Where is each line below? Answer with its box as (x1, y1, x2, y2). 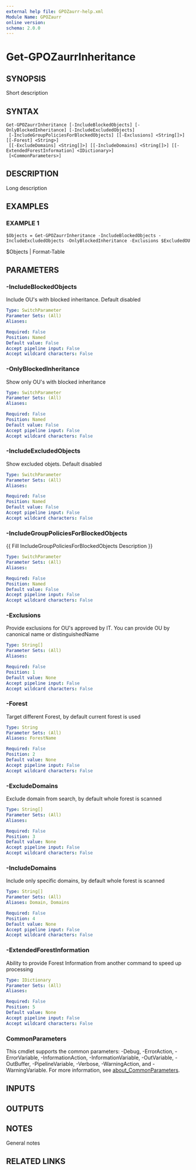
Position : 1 (6, 669, 35, 675)
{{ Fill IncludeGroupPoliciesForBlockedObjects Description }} (6, 543, 153, 550)
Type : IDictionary (6, 977, 51, 983)
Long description (6, 184, 48, 191)
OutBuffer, (6, 1060, 31, 1067)
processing (6, 966, 33, 973)
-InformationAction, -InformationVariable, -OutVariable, (40, 1054, 174, 1061)
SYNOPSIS (6, 74, 46, 84)
